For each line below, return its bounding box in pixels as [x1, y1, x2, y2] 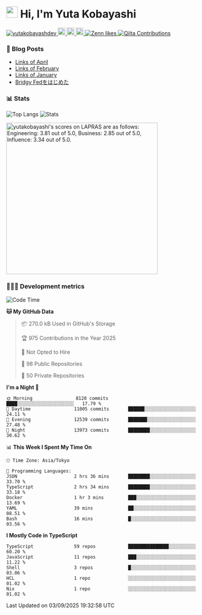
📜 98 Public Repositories [21, 360, 83, 367]
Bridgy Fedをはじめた [15, 79, 70, 86]
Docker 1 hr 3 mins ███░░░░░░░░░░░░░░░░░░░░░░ [6, 494, 197, 500]
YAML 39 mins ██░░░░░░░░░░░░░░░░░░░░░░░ [6, 505, 197, 511]
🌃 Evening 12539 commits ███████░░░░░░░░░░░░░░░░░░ [6, 416, 197, 422]
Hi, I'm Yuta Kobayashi [20, 7, 137, 21]
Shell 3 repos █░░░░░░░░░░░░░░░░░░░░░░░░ [6, 564, 197, 571]
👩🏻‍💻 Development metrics [6, 282, 85, 291]
